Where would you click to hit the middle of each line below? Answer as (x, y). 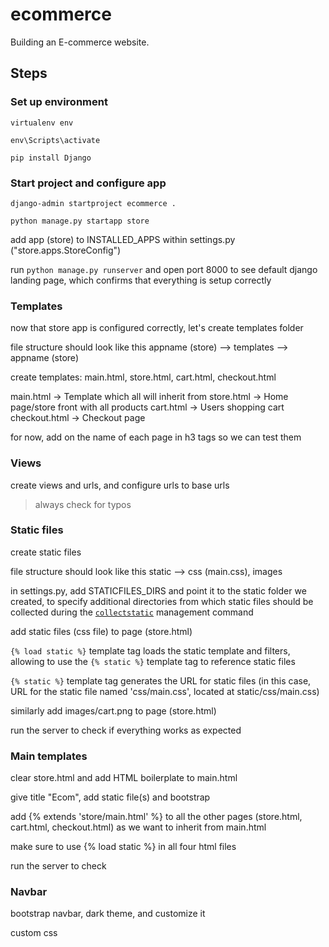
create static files (46, 552)
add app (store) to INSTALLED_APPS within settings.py (123, 239)
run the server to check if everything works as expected (126, 730)
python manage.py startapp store (80, 221)
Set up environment (59, 102)
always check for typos (83, 504)
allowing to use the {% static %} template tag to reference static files (153, 661)
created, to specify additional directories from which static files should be (162, 601)
